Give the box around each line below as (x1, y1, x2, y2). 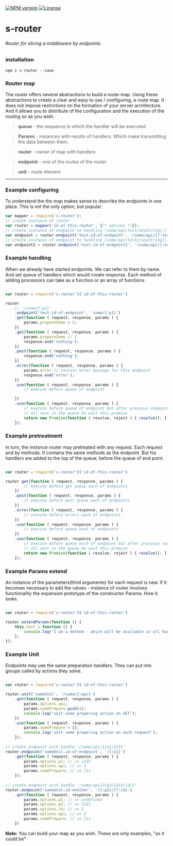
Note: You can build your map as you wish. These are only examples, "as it (5, 830, 165, 836)
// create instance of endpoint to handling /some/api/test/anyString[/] (5, 228, 167, 233)
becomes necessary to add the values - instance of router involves (5, 584, 148, 591)
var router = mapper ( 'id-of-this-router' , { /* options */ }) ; (5, 223, 140, 229)
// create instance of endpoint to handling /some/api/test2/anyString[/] (5, 237, 169, 243)
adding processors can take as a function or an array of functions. (5, 277, 146, 283)
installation (5, 56, 34, 63)
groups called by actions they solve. (5, 668, 82, 674)
